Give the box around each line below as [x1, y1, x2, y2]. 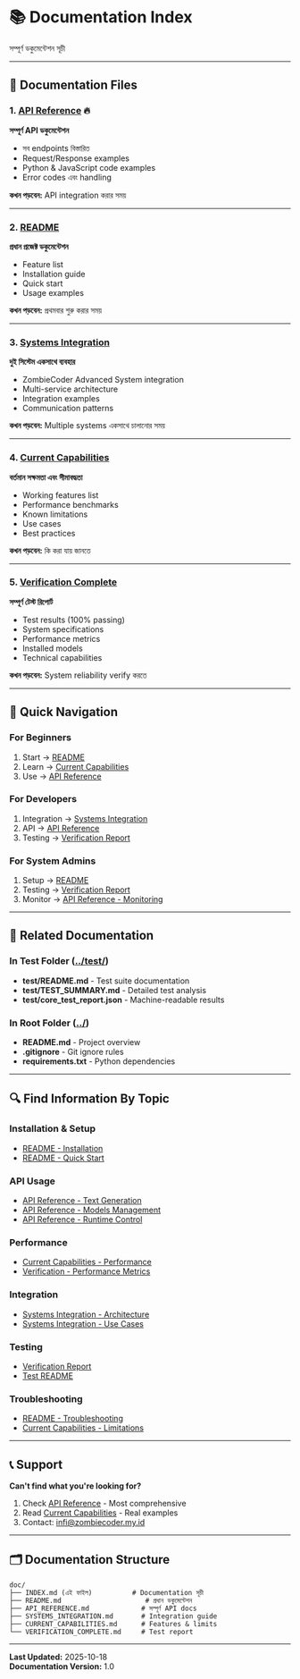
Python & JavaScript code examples [21, 162, 156, 173]
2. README [9, 221, 60, 233]
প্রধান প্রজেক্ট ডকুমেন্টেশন [9, 240, 69, 251]
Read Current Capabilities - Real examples [21, 1507, 179, 1518]
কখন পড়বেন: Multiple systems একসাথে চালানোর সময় [9, 420, 165, 431]
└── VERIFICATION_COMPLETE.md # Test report [9, 1627, 194, 1636]
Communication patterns [21, 403, 114, 414]
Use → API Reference [21, 771, 102, 781]
